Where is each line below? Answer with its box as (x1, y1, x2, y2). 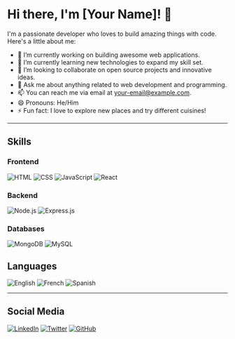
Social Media (7, 305, 65, 318)
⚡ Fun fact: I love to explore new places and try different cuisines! (17, 106, 206, 114)
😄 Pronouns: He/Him (17, 98, 79, 107)
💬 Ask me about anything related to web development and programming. (17, 80, 227, 88)
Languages (7, 260, 57, 272)
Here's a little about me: (7, 36, 76, 45)
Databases (7, 224, 45, 234)
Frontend (7, 157, 39, 167)
